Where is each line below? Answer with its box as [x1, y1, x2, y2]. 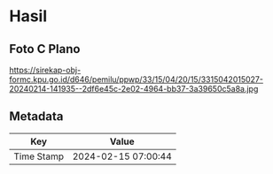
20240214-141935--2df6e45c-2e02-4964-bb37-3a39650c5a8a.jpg [9, 84, 259, 94]
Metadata [9, 109, 64, 125]
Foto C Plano [9, 42, 81, 57]
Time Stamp [13, 150, 65, 163]
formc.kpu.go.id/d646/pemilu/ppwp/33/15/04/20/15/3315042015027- [9, 74, 264, 85]
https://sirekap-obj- [9, 64, 82, 75]
